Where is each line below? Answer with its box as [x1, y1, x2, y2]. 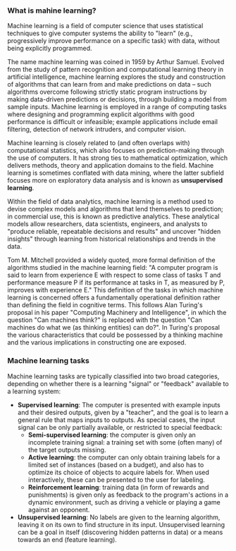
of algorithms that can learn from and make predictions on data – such [7, 80, 211, 89]
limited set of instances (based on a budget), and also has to [27, 460, 204, 469]
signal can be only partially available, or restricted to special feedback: [17, 423, 223, 431]
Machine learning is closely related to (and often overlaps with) [7, 139, 190, 147]
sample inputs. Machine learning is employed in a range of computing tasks [7, 103, 227, 111]
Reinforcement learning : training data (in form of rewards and [27, 483, 209, 491]
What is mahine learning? [7, 6, 97, 16]
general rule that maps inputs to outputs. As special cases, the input [17, 415, 216, 424]
